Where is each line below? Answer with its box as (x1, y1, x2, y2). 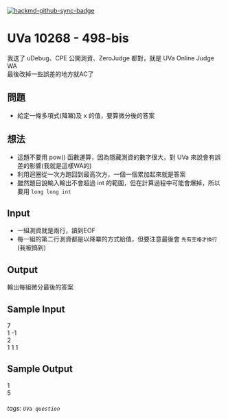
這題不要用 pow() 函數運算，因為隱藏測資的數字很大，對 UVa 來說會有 (16, 153, 215, 161)
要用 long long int (16, 187, 71, 195)
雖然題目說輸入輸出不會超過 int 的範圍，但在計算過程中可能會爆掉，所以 (16, 178, 220, 187)
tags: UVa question (7, 405, 60, 413)
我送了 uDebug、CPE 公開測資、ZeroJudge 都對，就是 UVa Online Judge (7, 53, 215, 62)
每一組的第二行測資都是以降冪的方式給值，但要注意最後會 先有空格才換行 (16, 235, 218, 243)
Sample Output (7, 363, 73, 375)
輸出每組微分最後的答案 (7, 283, 73, 291)
